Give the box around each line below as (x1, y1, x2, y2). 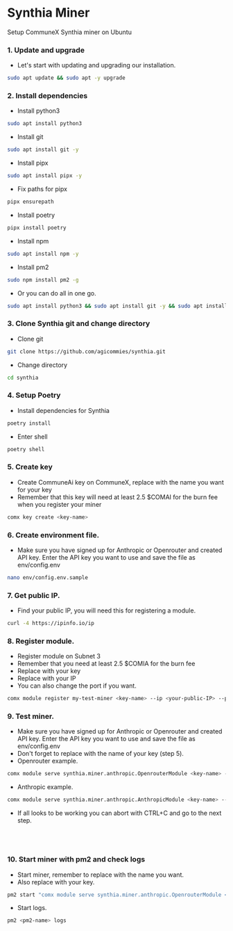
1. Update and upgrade (7, 45, 85, 55)
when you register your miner (17, 500, 102, 508)
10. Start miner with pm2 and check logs (7, 855, 146, 864)
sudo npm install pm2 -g (7, 276, 79, 283)
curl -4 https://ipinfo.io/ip (7, 620, 95, 627)
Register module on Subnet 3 (17, 652, 101, 661)
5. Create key (7, 462, 53, 472)
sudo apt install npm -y (7, 250, 79, 257)
